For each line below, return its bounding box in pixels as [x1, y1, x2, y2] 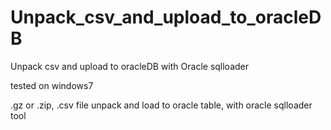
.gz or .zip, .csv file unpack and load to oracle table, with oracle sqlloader [10, 99, 313, 111]
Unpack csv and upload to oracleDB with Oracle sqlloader [10, 60, 250, 72]
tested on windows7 [10, 79, 94, 91]
